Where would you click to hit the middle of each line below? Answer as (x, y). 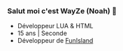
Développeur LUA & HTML (55, 26)
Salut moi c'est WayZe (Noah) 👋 (62, 11)
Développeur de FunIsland (55, 41)
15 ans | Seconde (42, 33)
